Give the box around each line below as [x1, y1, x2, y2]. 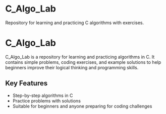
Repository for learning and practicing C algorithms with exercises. [5, 20, 144, 26]
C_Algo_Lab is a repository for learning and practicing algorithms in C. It [5, 54, 155, 60]
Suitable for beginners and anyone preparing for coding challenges [12, 103, 152, 109]
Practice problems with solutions [12, 97, 81, 103]
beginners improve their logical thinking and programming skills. [5, 64, 139, 70]
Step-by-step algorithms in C [12, 92, 73, 98]
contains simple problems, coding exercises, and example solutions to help [5, 59, 161, 65]
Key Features [5, 79, 48, 88]
